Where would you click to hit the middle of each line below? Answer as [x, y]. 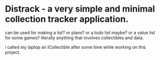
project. [13, 52]
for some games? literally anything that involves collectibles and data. [74, 38]
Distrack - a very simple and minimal [80, 9]
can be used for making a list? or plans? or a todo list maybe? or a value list [80, 32]
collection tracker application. [67, 19]
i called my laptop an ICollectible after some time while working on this [75, 47]
